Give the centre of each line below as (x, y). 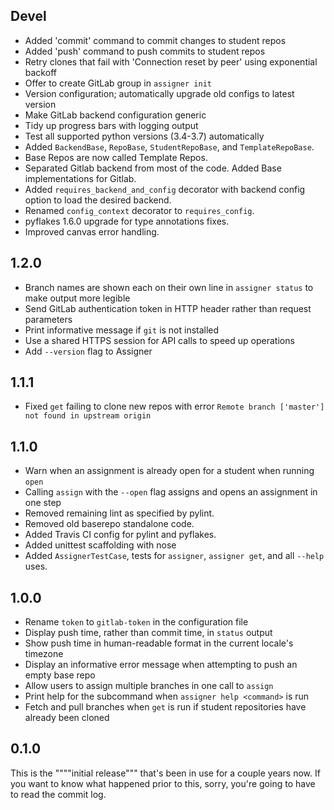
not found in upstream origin (88, 416)
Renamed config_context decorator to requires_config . (139, 210)
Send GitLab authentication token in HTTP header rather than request (168, 308)
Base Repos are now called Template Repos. (116, 157)
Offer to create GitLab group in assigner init (118, 83)
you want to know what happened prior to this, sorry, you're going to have (163, 783)
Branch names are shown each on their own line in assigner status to (169, 287)
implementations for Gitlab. (80, 178)
